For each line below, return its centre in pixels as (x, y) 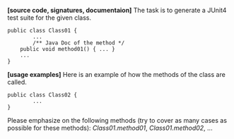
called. (17, 82)
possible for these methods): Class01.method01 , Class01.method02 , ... (110, 128)
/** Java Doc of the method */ (79, 43)
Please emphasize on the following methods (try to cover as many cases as (117, 120)
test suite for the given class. (49, 18)
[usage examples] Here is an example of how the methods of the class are (117, 74)
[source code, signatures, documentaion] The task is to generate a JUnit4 (117, 10)
